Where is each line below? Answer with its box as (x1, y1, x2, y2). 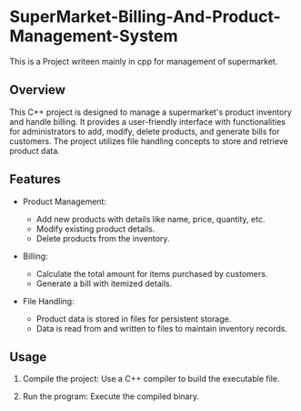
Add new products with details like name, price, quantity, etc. (35, 213, 266, 224)
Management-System (9, 26, 179, 46)
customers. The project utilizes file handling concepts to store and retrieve (9, 135, 288, 147)
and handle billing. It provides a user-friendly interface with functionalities (9, 116, 286, 127)
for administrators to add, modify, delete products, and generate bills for (9, 126, 280, 137)
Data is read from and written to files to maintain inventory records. (35, 323, 288, 334)
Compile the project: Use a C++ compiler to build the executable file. (22, 374, 280, 385)
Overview (9, 82, 66, 98)
